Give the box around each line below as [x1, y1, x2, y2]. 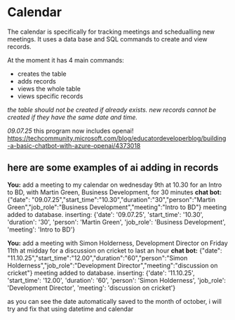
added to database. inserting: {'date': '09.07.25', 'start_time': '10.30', [7, 210, 204, 218]
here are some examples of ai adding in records [7, 162, 219, 174]
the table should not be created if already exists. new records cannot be [7, 105, 216, 114]
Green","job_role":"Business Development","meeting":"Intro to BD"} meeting [7, 203, 227, 211]
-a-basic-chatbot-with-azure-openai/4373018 [7, 141, 141, 149]
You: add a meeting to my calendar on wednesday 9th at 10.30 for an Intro [7, 180, 222, 189]
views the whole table [17, 84, 81, 93]
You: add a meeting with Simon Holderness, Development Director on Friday [7, 239, 228, 247]
